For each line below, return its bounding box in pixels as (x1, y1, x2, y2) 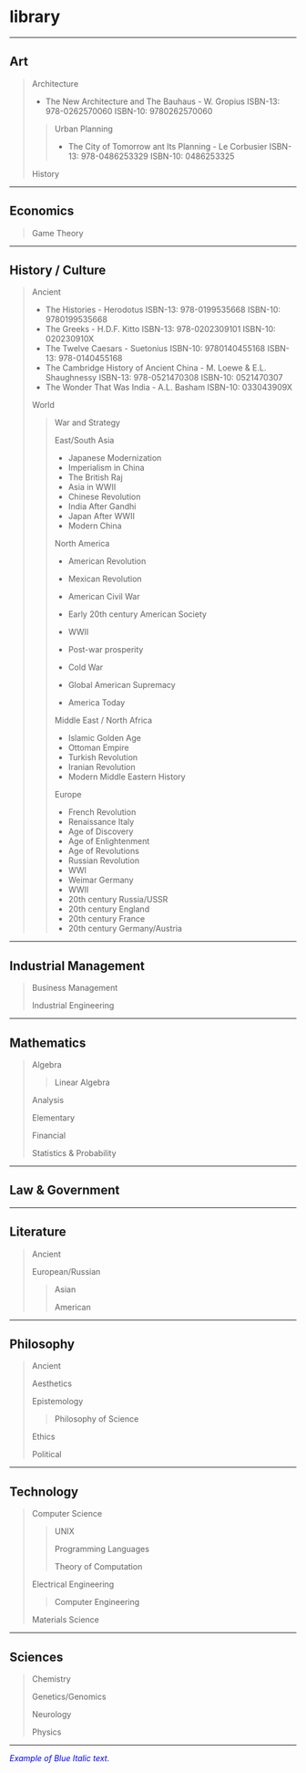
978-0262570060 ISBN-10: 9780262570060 (45, 105, 213, 116)
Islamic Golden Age (67, 733, 141, 744)
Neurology (31, 1709, 72, 1720)
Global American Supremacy (67, 680, 176, 691)
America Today (67, 697, 126, 708)
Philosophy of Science (54, 1413, 139, 1424)
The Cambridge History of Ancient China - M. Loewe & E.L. (45, 362, 267, 373)
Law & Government (9, 1183, 120, 1198)
